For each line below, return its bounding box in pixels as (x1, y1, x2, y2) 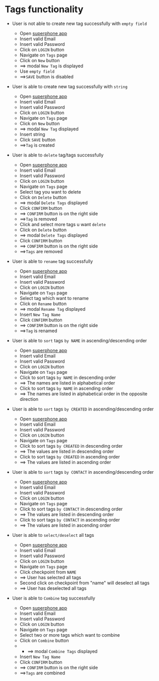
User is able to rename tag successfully (12, 258, 93, 264)
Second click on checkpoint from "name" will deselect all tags (19, 580, 150, 586)
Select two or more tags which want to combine (19, 632, 120, 638)
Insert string (19, 131, 45, 137)
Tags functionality (5, 4, 83, 15)
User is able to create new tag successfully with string (12, 83, 128, 90)
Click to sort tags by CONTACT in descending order (19, 506, 123, 512)
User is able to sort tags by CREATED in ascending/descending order (12, 406, 154, 412)
